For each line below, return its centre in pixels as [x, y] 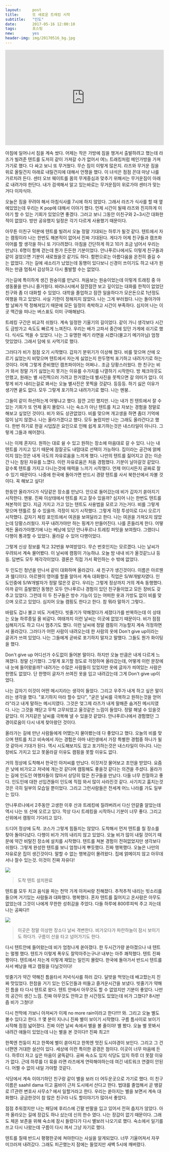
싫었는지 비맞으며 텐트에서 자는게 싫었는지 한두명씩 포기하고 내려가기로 [84, 358]
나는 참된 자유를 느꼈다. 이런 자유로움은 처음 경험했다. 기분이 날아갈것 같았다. [86, 462]
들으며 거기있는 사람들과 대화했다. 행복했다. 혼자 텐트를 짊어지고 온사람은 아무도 [83, 897]
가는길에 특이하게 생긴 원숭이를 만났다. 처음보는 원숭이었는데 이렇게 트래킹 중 [80, 280]
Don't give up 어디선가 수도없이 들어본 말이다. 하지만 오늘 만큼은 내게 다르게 [80, 655]
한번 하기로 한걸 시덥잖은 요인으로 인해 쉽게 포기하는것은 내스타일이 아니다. [85, 426]
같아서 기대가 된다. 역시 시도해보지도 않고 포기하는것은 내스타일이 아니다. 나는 [86, 746]
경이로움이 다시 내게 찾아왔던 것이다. [41, 722]
